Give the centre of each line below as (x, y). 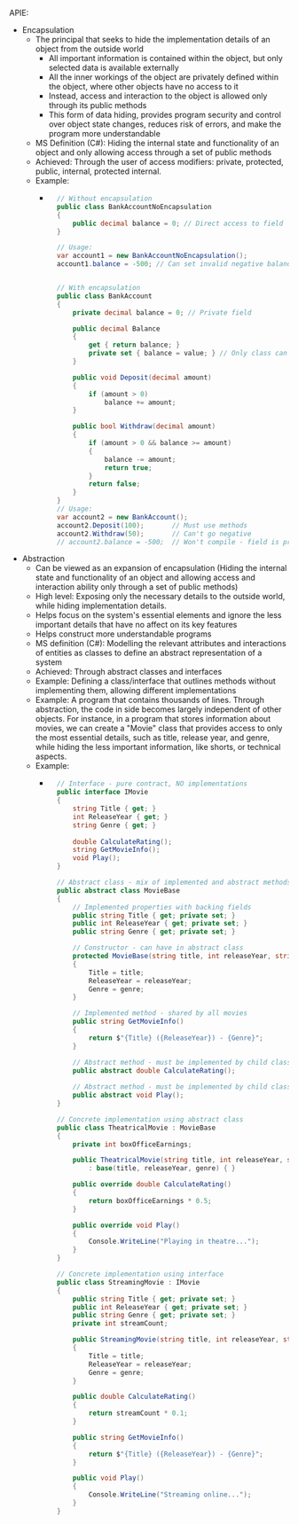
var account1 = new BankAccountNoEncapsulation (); (152, 256)
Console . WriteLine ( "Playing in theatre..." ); (174, 1242)
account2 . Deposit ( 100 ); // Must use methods (152, 525)
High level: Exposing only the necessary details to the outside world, (160, 597)
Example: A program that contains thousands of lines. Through (149, 700)
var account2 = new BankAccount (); (122, 517)
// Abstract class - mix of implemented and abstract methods (174, 882)
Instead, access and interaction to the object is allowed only (158, 96)
